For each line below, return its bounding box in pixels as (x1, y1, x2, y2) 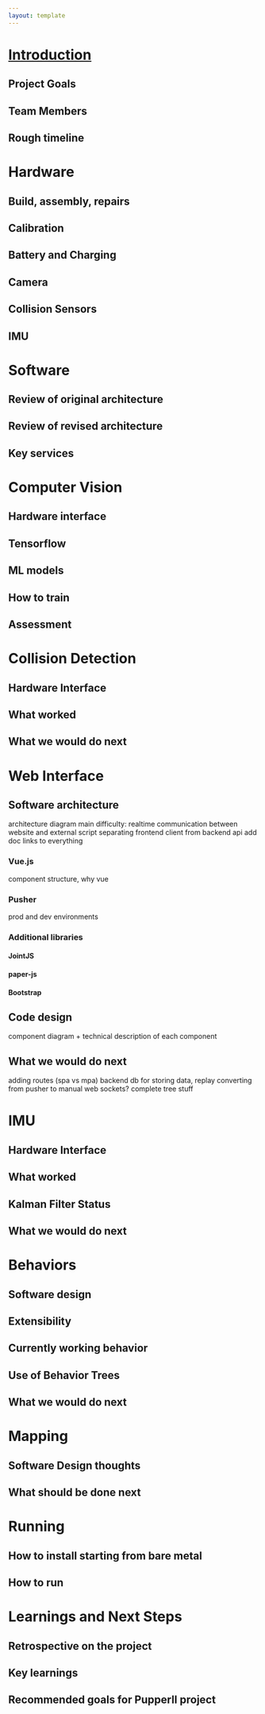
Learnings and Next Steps (8, 1608, 182, 1626)
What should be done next (8, 1485, 141, 1500)
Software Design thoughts (8, 1458, 141, 1472)
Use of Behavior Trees (8, 1368, 121, 1382)
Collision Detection (8, 650, 136, 667)
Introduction (8, 45, 92, 63)
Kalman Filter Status (8, 1197, 111, 1211)
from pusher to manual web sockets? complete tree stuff (8, 1084, 194, 1093)
